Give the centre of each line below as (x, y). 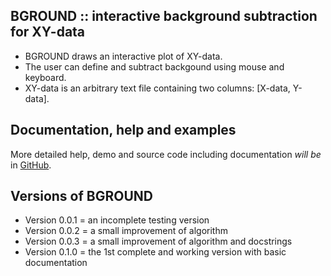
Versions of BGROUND (81, 196)
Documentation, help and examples (123, 130)
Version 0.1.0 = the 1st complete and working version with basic (155, 252)
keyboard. (45, 77)
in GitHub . (31, 165)
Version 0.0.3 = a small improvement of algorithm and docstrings (158, 241)
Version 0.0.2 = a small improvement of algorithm (126, 231)
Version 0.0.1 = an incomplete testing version (117, 220)
